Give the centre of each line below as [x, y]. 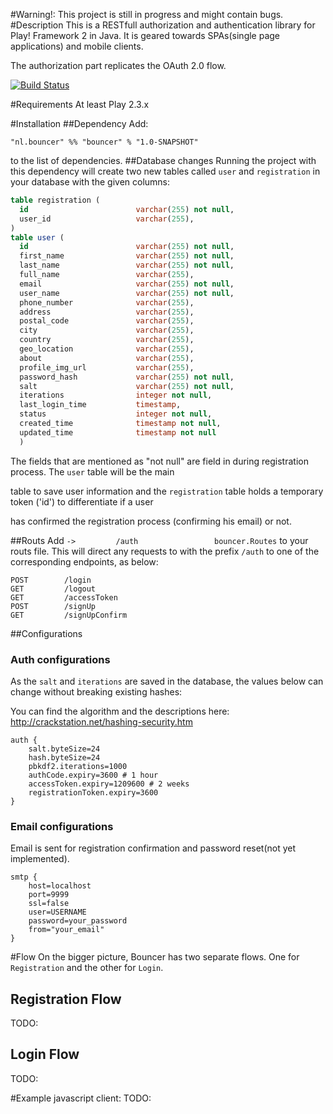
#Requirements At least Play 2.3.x [80, 104]
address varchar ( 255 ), [107, 312]
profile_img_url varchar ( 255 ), [107, 367]
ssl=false [49, 904]
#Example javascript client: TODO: [81, 1098]
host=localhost [60, 886]
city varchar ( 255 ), [107, 330]
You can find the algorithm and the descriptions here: [120, 711]
